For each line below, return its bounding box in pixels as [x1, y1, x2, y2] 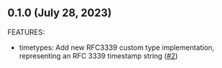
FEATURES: [7, 27, 45, 36]
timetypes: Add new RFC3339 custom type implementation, [18, 43, 215, 52]
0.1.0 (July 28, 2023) [7, 6, 112, 20]
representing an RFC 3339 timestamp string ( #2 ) [18, 51, 178, 60]
